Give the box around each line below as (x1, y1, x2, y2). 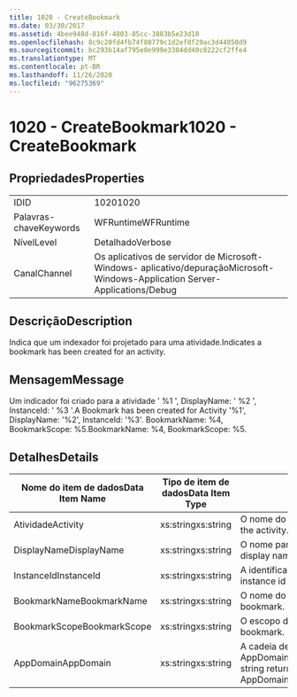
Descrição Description (9, 314, 133, 329)
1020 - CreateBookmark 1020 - (9, 117, 237, 137)
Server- (187, 272, 222, 284)
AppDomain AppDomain (13, 657, 112, 670)
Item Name (58, 492, 106, 505)
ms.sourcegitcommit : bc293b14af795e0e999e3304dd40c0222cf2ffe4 (9, 46, 247, 55)
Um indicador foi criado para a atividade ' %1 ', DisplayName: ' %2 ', (9, 396, 257, 407)
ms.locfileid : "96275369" (9, 79, 104, 88)
